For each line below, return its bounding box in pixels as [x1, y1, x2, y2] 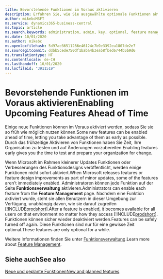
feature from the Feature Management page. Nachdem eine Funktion [5, 190, 144, 196]
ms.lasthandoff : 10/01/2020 [5, 61, 62, 66]
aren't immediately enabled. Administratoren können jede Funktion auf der [5, 180, 154, 186]
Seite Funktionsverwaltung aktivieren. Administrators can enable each [5, 185, 146, 191]
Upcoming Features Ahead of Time [5, 108, 149, 119]
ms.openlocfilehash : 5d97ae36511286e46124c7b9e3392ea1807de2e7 [5, 43, 136, 48]
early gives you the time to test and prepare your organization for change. [5, 150, 153, 156]
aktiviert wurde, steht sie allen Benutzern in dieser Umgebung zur [5, 196, 136, 201]
